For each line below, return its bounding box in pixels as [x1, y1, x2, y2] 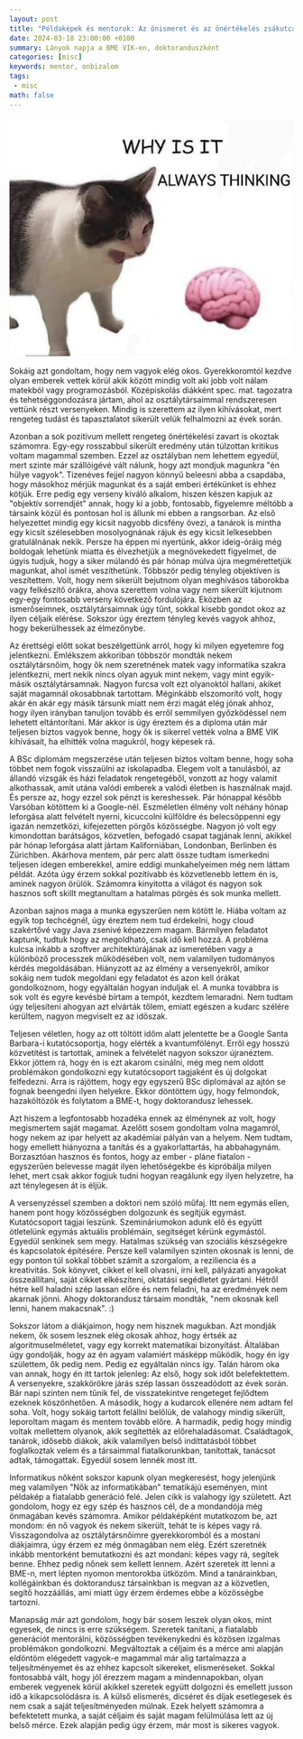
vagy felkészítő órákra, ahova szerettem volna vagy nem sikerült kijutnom [9, 584, 282, 595]
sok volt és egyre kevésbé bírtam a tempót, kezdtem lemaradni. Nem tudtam [9, 991, 293, 1002]
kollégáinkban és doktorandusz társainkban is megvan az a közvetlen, [9, 1577, 271, 1588]
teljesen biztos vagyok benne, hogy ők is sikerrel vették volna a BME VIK [9, 726, 280, 737]
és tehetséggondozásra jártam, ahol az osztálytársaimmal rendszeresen [9, 393, 277, 405]
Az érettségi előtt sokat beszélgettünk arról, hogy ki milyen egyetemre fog [9, 640, 284, 651]
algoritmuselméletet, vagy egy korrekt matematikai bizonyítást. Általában [9, 1339, 280, 1350]
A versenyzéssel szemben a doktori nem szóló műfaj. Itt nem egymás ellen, [9, 1197, 289, 1208]
